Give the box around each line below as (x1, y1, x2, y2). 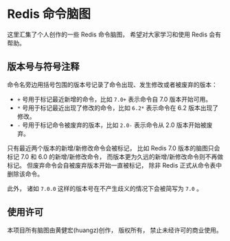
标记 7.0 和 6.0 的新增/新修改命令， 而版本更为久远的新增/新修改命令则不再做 (7, 152, 224, 161)
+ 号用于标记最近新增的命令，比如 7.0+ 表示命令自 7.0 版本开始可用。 (16, 95, 211, 103)
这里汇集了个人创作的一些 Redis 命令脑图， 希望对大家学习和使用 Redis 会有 (7, 30, 222, 38)
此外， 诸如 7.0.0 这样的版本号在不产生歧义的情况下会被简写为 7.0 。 (7, 184, 203, 192)
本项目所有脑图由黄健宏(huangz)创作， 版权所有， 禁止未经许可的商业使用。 (7, 226, 223, 234)
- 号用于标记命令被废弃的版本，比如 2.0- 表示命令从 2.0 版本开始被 (16, 121, 207, 129)
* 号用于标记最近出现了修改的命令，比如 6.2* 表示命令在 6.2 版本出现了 (16, 104, 219, 112)
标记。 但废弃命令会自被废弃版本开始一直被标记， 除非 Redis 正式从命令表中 (7, 161, 222, 169)
